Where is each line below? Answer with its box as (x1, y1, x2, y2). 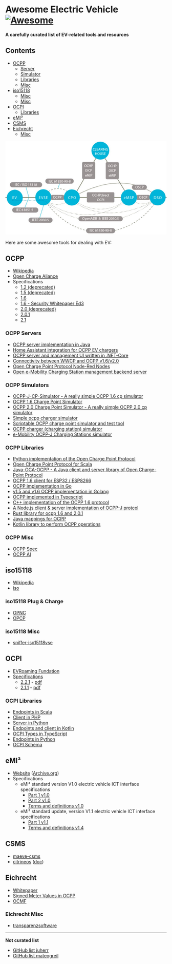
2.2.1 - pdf (20, 679, 42, 685)
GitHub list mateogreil (12, 952, 59, 958)
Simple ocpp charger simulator (12, 415, 78, 421)
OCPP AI (12, 551, 31, 557)
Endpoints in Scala (12, 709, 52, 715)
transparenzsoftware (12, 922, 57, 929)
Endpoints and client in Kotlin (12, 725, 74, 731)
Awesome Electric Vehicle (5, 4, 119, 15)
